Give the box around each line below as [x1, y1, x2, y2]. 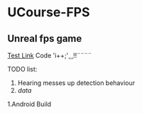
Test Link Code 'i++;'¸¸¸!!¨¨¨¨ [7, 51, 92, 59]
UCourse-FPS [7, 4, 90, 21]
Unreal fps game [7, 33, 82, 45]
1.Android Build [7, 100, 52, 108]
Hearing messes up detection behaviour [17, 79, 136, 87]
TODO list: [7, 65, 38, 73]
